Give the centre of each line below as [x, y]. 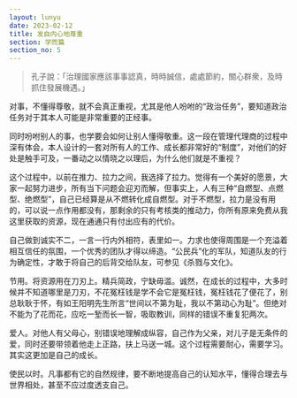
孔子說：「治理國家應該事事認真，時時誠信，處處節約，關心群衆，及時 [156, 77]
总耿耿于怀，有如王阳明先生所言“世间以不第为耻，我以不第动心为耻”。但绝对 [148, 303]
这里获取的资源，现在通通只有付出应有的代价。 [94, 221]
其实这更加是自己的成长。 [56, 356]
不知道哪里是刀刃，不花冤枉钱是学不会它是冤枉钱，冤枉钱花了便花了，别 [156, 292]
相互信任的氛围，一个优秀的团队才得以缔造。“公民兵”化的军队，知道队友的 [145, 251]
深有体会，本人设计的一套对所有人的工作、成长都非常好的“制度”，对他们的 [145, 148]
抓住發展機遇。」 [60, 88]
